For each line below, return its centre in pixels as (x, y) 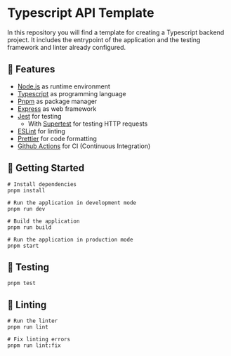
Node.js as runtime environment (64, 86)
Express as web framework (57, 108)
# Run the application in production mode (70, 239)
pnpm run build (29, 227)
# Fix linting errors (39, 339)
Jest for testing (39, 116)
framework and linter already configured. (67, 47)
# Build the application (44, 221)
